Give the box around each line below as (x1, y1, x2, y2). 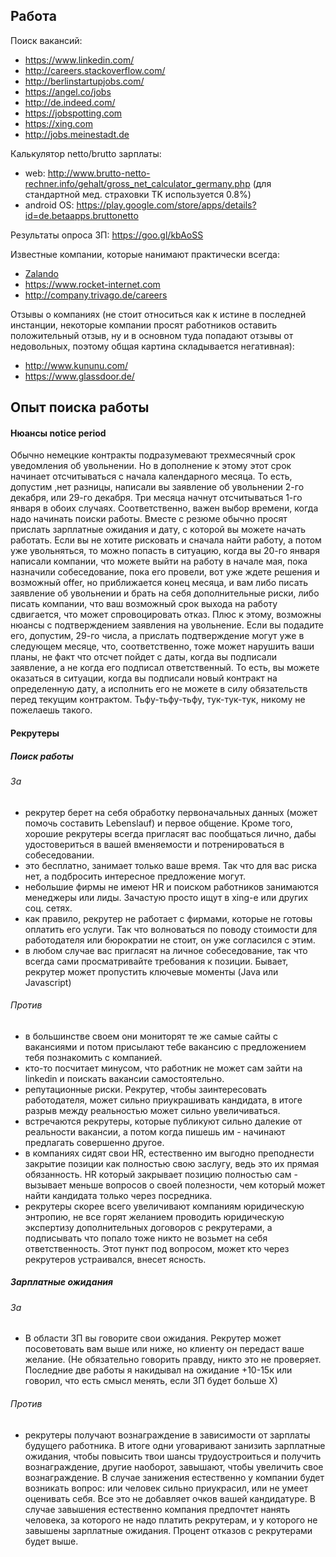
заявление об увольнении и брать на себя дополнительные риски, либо (10, 587, 320, 599)
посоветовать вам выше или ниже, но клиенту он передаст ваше (24, 1343, 305, 1355)
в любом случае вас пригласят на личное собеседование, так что (24, 944, 308, 956)
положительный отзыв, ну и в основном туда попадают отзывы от (10, 329, 294, 341)
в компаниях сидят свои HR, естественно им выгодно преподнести (24, 1147, 315, 1159)
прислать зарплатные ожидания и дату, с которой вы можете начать (10, 524, 307, 536)
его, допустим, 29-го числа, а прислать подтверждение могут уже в (10, 630, 305, 642)
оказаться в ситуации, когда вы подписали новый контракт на (10, 672, 278, 684)
